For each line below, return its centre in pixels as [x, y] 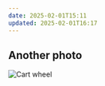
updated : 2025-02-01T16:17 [53, 23]
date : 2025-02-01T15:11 [48, 16]
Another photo [45, 55]
